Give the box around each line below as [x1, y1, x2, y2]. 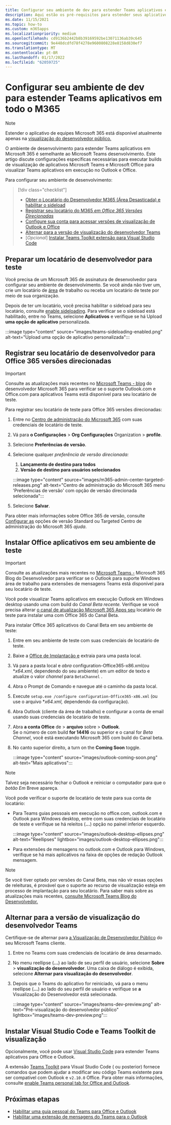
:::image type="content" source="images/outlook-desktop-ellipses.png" [12, 831, 164, 837]
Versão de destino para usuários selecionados [20, 466, 121, 472]
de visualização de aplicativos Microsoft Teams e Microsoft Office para [5, 162, 154, 168]
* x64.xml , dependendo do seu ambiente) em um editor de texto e [12, 668, 150, 674]
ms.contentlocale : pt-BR [5, 50, 58, 55]
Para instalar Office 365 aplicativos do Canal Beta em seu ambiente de [5, 622, 154, 628]
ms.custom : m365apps [5, 27, 49, 32]
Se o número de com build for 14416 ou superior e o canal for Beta [12, 729, 153, 735]
